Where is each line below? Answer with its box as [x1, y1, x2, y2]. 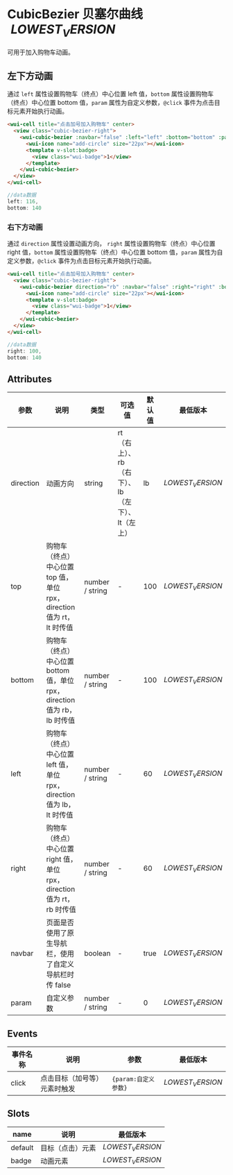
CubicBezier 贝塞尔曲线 [7, 6, 144, 22]
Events [7, 1028, 38, 1040]
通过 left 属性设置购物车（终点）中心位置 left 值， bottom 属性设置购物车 [7, 90, 214, 98]
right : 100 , [7, 348, 42, 355]
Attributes [7, 373, 52, 385]
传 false [46, 980, 71, 990]
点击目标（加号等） [40, 1074, 103, 1083]
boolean [84, 949, 111, 958]
